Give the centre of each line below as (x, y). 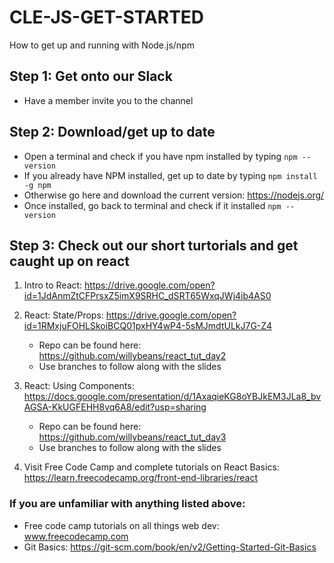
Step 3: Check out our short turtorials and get (154, 245)
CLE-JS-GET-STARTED (107, 17)
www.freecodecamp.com (76, 536)
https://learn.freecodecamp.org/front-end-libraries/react (140, 478)
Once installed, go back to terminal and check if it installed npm (152, 205)
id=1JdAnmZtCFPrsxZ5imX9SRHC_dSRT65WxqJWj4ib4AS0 (147, 296)
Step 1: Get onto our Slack (91, 76)
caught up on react (70, 261)
